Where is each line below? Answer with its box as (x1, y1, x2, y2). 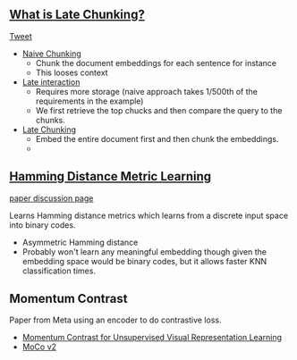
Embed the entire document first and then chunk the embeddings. (35, 133, 279, 144)
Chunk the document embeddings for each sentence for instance (35, 57, 277, 68)
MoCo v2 (21, 341, 56, 352)
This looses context (35, 67, 109, 78)
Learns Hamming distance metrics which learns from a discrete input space (9, 210, 289, 221)
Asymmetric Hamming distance (21, 237, 139, 247)
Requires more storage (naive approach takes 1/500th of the (35, 86, 258, 96)
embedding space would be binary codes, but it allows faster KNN (21, 255, 267, 266)
